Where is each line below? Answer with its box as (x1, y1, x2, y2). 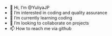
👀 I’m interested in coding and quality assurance (9, 10, 108, 16)
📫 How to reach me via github (9, 26, 72, 31)
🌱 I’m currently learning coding (9, 15, 73, 20)
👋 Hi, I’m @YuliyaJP (9, 5, 50, 10)
